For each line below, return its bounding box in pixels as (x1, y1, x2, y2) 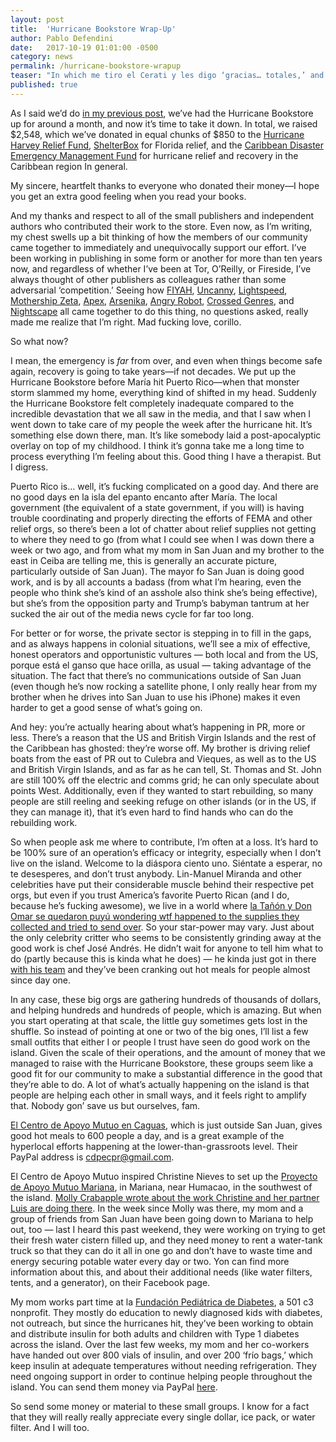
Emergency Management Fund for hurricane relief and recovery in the (10, 149, 299, 161)
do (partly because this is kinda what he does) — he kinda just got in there (10, 952, 317, 965)
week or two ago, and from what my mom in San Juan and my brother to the (10, 544, 325, 556)
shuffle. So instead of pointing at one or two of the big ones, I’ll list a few (10, 1025, 309, 1037)
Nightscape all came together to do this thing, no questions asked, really (10, 305, 309, 317)
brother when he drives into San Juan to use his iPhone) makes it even (10, 691, 301, 703)
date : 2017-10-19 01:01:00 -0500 (10, 42, 159, 53)
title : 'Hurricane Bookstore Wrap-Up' (10, 24, 177, 34)
